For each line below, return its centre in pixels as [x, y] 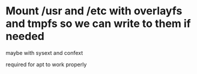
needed [25, 36]
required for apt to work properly [46, 64]
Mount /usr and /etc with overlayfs [94, 11]
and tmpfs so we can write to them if [98, 24]
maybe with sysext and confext [44, 53]
